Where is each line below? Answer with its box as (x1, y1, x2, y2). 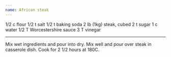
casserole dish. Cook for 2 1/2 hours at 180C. (5, 46, 100, 52)
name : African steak (5, 7, 49, 13)
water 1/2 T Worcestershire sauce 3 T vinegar (5, 26, 101, 33)
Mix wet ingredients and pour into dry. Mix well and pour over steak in (5, 41, 152, 47)
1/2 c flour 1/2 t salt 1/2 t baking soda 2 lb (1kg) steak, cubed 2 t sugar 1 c (5, 21, 158, 27)
